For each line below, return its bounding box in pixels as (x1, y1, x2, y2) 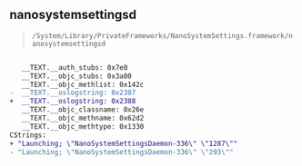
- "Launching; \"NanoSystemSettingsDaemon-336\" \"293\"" (9, 147, 234, 157)
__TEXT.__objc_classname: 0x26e (21, 105, 145, 114)
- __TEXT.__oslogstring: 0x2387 (9, 88, 136, 98)
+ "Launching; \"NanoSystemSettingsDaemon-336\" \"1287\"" (9, 139, 238, 148)
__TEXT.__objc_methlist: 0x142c (21, 80, 145, 89)
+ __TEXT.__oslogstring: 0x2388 (9, 97, 136, 106)
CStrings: (9, 131, 47, 140)
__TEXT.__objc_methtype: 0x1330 (21, 122, 145, 131)
